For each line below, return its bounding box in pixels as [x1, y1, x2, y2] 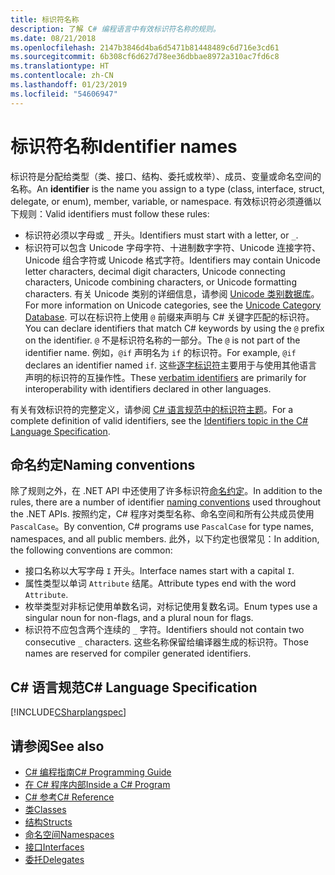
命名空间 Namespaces [24, 829, 115, 840]
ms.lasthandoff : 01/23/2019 [10, 80, 128, 90]
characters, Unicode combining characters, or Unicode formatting [24, 276, 297, 288]
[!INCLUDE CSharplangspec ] [10, 706, 127, 718]
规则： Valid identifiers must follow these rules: [18, 207, 210, 220]
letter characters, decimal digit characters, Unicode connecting [24, 265, 286, 277]
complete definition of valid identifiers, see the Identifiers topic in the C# [10, 414, 309, 426]
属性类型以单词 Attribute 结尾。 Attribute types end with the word [24, 577, 297, 590]
